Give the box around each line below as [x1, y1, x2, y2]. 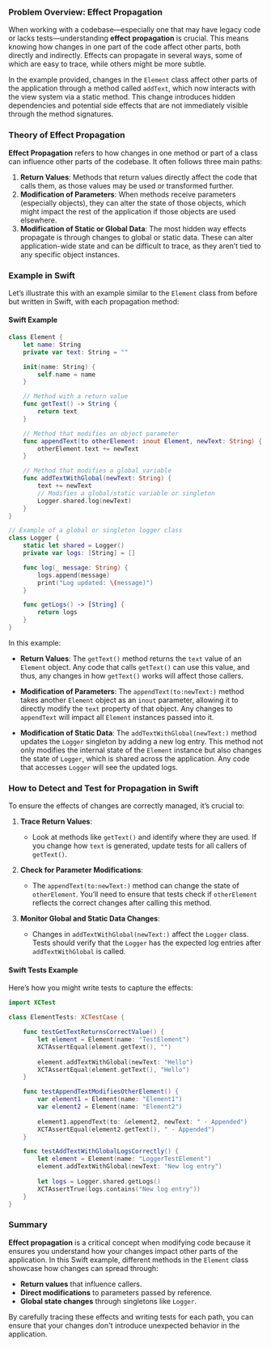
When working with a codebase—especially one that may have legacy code [8, 25, 261, 35]
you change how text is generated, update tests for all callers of [32, 841, 248, 851]
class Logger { [8, 534, 60, 542]
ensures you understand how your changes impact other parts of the [8, 1246, 239, 1256]
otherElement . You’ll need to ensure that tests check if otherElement [32, 889, 257, 900]
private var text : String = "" [23, 348, 129, 356]
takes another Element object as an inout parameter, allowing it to [19, 695, 239, 705]
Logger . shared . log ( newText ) [37, 497, 132, 505]
